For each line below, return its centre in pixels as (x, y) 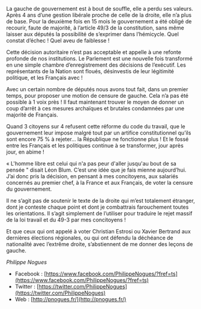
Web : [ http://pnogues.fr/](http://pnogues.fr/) (70, 299)
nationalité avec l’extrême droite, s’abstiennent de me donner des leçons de (100, 244)
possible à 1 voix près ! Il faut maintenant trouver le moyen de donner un (95, 102)
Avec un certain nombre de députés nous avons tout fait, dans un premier (97, 89)
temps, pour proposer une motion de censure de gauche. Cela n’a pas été (97, 96)
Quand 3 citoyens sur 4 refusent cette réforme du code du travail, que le (96, 126)
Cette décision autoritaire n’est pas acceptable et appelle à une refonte (94, 52)
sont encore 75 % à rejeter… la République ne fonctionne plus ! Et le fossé (97, 139)
